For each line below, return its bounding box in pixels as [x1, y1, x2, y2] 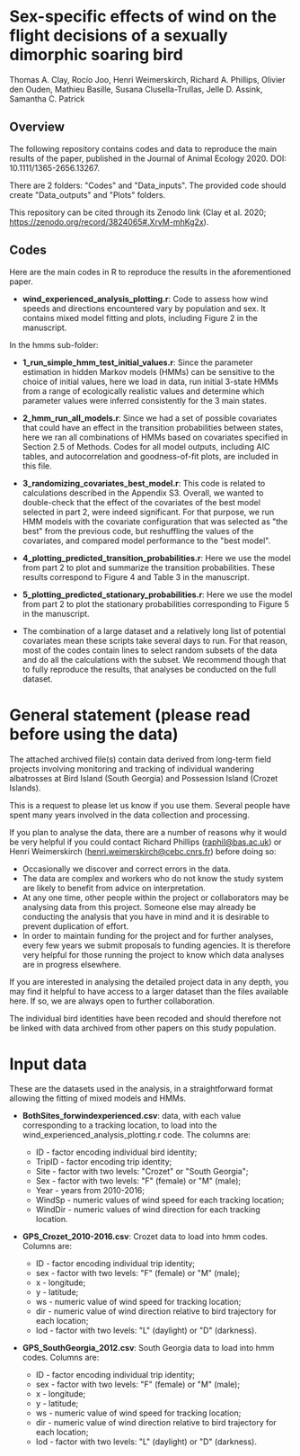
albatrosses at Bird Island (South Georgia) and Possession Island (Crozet [9, 773, 278, 783]
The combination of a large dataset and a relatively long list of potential [22, 625, 286, 636]
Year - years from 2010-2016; [35, 1185, 146, 1196]
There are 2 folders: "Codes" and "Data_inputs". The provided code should [9, 180, 287, 191]
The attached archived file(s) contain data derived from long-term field [9, 754, 272, 764]
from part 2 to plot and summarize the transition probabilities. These [22, 562, 276, 573]
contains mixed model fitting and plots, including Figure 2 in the [22, 312, 258, 323]
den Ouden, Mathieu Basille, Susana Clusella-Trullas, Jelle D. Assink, [9, 84, 263, 94]
